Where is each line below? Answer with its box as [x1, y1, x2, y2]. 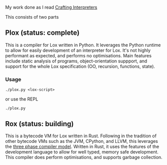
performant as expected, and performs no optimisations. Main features [5, 52, 152, 58]
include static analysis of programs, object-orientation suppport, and [5, 58, 147, 64]
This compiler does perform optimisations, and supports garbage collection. [5, 154, 163, 160]
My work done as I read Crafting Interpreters [5, 5, 98, 10]
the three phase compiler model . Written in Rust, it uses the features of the [5, 143, 159, 149]
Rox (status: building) [5, 119, 74, 128]
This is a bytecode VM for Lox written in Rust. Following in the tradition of [5, 133, 157, 139]
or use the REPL [5, 96, 39, 102]
